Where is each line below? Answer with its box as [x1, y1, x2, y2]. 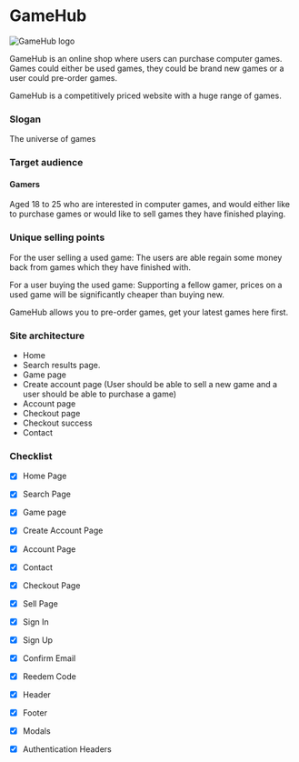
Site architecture [9, 329, 85, 342]
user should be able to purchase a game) [22, 388, 177, 399]
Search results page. [22, 359, 101, 370]
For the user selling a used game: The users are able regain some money [9, 252, 283, 263]
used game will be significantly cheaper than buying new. [9, 288, 224, 300]
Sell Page [22, 597, 59, 609]
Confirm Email [22, 652, 76, 664]
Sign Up [22, 634, 53, 646]
